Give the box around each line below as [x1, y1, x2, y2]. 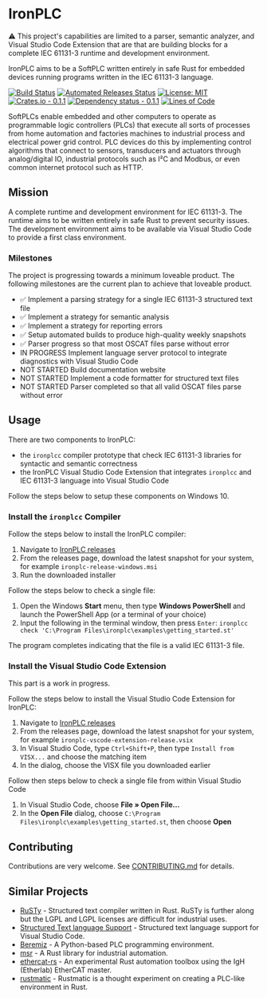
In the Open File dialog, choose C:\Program [19, 809, 161, 818]
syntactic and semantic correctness [19, 459, 138, 468]
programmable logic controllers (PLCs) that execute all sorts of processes [8, 120, 251, 129]
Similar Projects [8, 885, 89, 898]
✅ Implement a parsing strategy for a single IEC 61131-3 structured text [19, 295, 253, 304]
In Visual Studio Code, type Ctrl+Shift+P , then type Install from [19, 744, 234, 753]
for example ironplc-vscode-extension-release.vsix [19, 735, 194, 745]
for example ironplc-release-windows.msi [19, 562, 158, 571]
